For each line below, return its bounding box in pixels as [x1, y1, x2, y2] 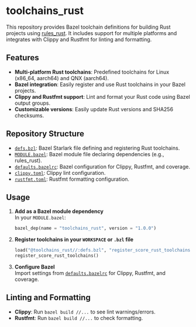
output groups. [14, 99, 51, 106]
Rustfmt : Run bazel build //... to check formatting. [14, 314, 143, 321]
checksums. [14, 112, 44, 119]
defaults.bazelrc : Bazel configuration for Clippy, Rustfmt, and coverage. [14, 163, 190, 170]
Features [6, 53, 39, 63]
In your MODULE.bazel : [14, 214, 66, 221]
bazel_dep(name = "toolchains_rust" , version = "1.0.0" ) [14, 225, 157, 232]
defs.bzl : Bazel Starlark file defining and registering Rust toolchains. [14, 144, 180, 152]
